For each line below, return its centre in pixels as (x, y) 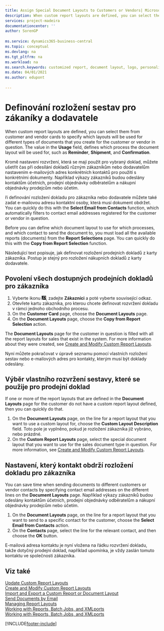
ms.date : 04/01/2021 (26, 73)
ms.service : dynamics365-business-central (49, 42)
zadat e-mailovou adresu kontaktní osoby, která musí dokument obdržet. (78, 202)
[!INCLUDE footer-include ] (31, 624)
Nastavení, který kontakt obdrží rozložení (69, 465)
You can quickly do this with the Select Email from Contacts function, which (82, 208)
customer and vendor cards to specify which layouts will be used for (74, 137)
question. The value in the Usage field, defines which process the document (82, 147)
